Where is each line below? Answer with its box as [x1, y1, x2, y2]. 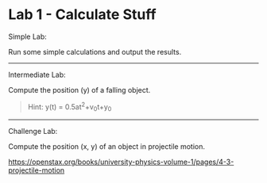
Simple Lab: [8, 32, 48, 41]
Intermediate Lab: [8, 70, 66, 79]
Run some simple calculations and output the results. [8, 47, 182, 56]
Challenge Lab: [8, 127, 58, 136]
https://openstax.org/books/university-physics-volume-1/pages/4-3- [8, 157, 234, 167]
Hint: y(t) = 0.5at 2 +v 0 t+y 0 [27, 101, 112, 113]
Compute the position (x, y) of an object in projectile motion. [8, 142, 205, 151]
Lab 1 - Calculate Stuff [8, 6, 157, 24]
